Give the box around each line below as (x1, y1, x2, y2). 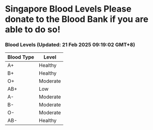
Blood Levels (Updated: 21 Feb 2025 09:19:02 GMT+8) (5, 41, 136, 48)
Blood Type (7, 54, 34, 61)
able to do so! (5, 24, 61, 35)
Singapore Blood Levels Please (5, 3, 132, 15)
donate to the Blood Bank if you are (5, 14, 149, 25)
